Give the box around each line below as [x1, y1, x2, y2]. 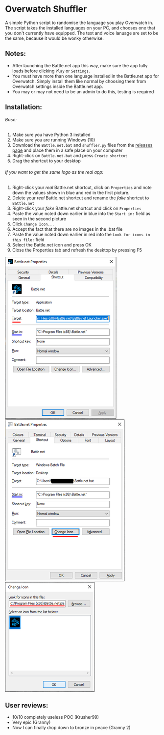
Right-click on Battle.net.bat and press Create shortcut [12, 153, 128, 159]
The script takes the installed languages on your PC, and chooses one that [5, 25, 156, 30]
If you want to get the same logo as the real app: [5, 169, 104, 175]
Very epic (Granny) [12, 719, 51, 725]
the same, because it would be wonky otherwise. [5, 35, 104, 41]
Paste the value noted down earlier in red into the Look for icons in [12, 231, 150, 237]
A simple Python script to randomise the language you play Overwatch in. [5, 20, 153, 26]
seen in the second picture [12, 216, 67, 221]
